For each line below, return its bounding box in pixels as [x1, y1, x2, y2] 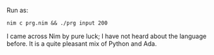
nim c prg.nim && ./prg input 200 [6, 20, 108, 27]
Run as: [6, 6, 29, 14]
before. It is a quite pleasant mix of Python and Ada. [6, 39, 158, 48]
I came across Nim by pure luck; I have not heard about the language [6, 32, 207, 40]
